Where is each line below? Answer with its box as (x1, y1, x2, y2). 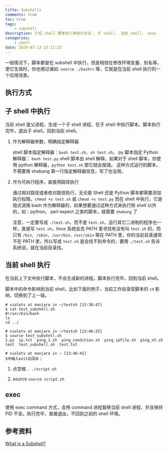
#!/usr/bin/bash (5, 311, 39, 316)
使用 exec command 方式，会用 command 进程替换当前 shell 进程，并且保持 (5, 405, 163, 411)
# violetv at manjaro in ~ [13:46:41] (5, 350, 87, 356)
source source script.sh (12, 376, 64, 382)
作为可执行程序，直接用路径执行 (12, 179, 79, 185)
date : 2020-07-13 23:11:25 (5, 45, 62, 50)
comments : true (5, 12, 37, 17)
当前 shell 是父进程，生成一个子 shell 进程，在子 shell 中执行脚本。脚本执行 (5, 121, 161, 127)
